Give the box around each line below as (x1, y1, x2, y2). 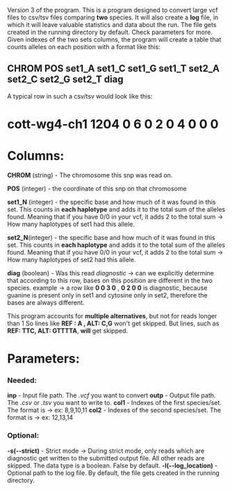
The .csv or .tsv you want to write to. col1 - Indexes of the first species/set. (7, 399, 222, 407)
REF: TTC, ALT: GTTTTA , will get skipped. (7, 326, 129, 335)
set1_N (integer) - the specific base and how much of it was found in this (7, 198, 216, 206)
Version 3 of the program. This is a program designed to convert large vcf (7, 6, 219, 14)
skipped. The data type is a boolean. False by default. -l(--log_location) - (7, 461, 218, 470)
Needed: (7, 376, 37, 386)
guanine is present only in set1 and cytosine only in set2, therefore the (7, 291, 208, 299)
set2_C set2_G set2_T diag (7, 74, 124, 85)
